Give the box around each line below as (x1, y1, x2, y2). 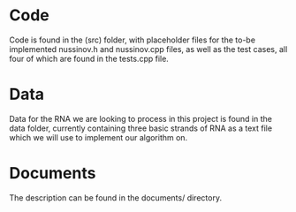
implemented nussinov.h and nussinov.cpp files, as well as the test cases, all (9, 43, 288, 54)
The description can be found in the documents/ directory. (9, 192, 223, 203)
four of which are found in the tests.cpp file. (9, 53, 170, 64)
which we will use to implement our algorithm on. (9, 132, 188, 142)
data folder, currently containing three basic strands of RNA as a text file (9, 123, 272, 133)
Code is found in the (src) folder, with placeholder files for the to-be (9, 34, 256, 45)
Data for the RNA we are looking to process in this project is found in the (9, 113, 272, 124)
